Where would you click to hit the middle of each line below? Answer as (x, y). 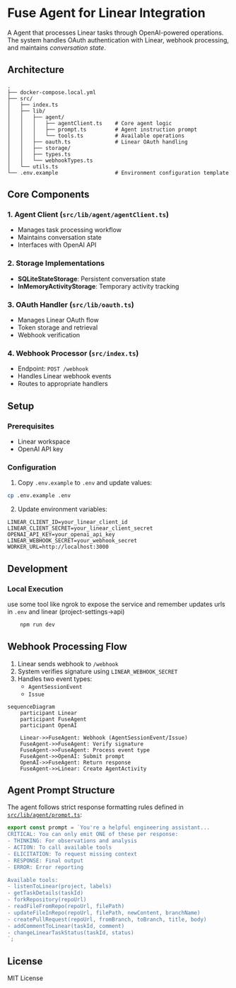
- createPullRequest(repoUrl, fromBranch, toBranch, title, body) (107, 919)
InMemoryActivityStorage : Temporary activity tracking (98, 286)
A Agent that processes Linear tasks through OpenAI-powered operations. (116, 33)
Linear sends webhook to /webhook (68, 663)
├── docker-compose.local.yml (52, 92)
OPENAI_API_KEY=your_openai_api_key (61, 535)
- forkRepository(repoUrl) (47, 900)
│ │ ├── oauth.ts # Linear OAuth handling (98, 142)
